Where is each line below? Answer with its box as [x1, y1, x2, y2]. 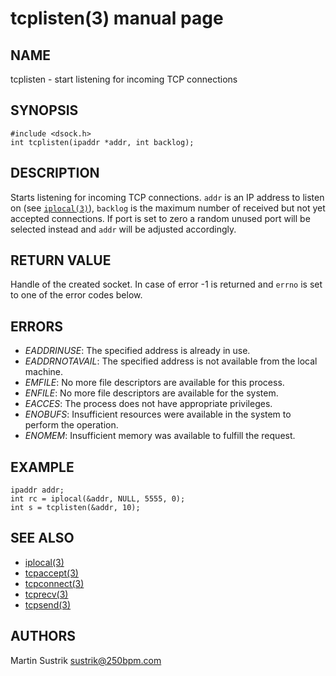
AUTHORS [10, 628, 77, 645]
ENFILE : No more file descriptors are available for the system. [24, 387, 279, 399]
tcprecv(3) [24, 588, 69, 600]
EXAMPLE [10, 458, 75, 476]
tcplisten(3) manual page [10, 7, 224, 30]
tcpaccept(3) [24, 567, 79, 579]
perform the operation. [24, 419, 119, 431]
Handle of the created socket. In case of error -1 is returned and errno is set [10, 278, 323, 291]
